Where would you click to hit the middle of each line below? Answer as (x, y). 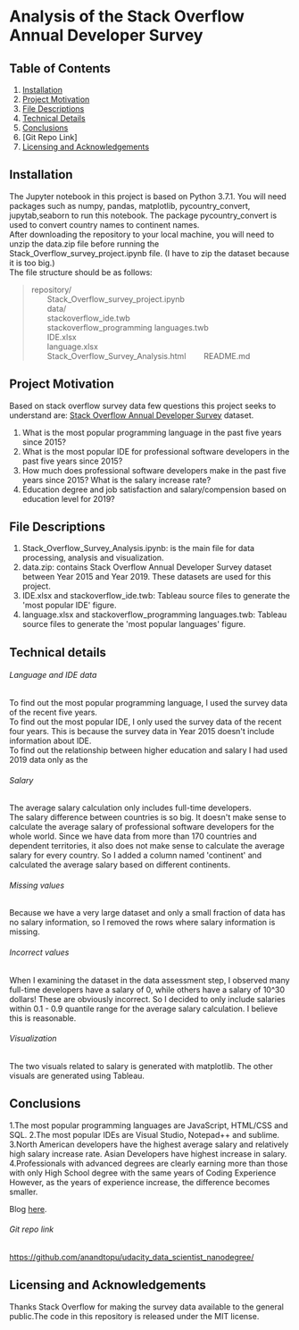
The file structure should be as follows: (81, 272)
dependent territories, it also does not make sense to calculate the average (147, 846)
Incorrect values (39, 952)
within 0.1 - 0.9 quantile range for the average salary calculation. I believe (144, 1008)
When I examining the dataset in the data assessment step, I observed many (149, 980)
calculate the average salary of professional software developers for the (142, 827)
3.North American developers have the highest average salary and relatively (149, 1144)
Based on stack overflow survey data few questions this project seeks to (143, 406)
